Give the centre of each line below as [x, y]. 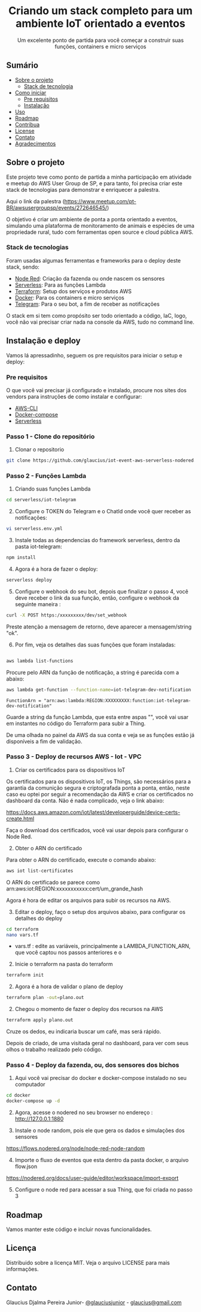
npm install [21, 558]
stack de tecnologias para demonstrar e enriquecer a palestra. [83, 189]
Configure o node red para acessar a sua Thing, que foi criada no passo [103, 1190]
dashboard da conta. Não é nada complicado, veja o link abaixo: [85, 801]
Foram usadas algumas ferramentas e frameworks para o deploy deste [94, 260]
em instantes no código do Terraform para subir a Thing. [76, 723]
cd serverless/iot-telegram [41, 500]
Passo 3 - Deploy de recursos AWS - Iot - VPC [74, 757]
